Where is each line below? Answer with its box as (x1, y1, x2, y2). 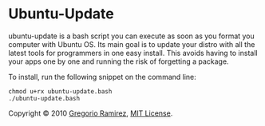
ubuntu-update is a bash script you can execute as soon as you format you (8, 31, 255, 41)
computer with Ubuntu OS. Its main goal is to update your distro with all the (8, 39, 255, 49)
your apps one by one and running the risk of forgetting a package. (8, 57, 229, 66)
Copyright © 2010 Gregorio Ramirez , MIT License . (8, 108, 173, 118)
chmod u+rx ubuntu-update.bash (8, 87, 113, 96)
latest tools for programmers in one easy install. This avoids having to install (8, 48, 258, 57)
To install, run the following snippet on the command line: (8, 72, 197, 81)
